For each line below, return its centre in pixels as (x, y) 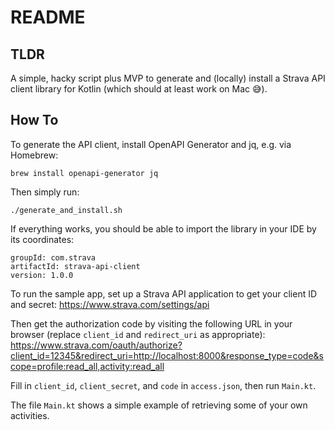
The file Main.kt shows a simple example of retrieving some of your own (159, 405)
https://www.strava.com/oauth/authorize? (96, 345)
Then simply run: (45, 192)
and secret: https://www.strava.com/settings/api (110, 304)
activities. (30, 415)
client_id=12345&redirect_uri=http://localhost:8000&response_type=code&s (167, 355)
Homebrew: (34, 155)
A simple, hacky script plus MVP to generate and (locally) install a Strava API (168, 78)
